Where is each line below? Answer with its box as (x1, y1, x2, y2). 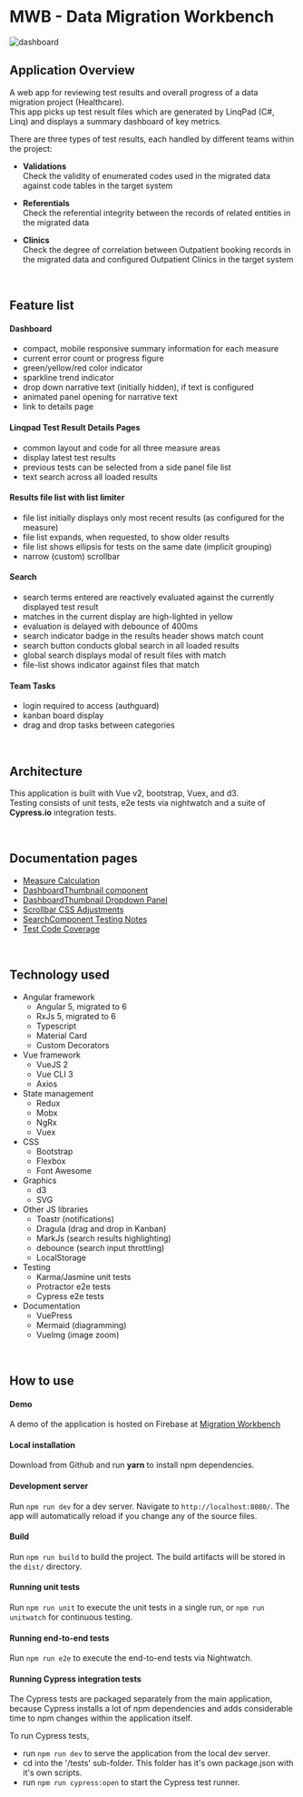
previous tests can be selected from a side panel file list (22, 462, 231, 472)
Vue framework (22, 1049, 82, 1060)
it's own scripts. (22, 1767, 83, 1778)
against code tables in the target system (22, 180, 173, 191)
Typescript (35, 1020, 77, 1031)
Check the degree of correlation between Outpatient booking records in (22, 243, 291, 255)
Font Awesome (35, 1165, 93, 1176)
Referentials (22, 197, 70, 208)
